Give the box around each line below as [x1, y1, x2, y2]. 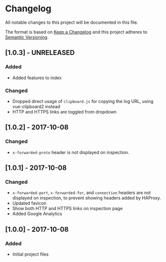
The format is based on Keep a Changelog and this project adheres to [5, 29, 148, 35]
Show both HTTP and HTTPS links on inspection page [12, 206, 123, 211]
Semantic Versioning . [5, 34, 49, 40]
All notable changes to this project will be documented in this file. [5, 19, 139, 25]
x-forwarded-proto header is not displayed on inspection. [12, 149, 130, 155]
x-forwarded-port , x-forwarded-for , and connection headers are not [12, 190, 151, 196]
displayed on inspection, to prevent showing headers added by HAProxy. [12, 195, 161, 201]
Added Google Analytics [12, 211, 62, 217]
